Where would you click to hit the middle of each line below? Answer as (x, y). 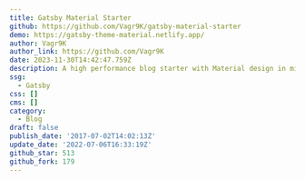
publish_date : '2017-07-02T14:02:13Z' (83, 136)
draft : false (34, 128)
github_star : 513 (42, 153)
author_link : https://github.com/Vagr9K (87, 52)
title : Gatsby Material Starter (70, 18)
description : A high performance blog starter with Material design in (148, 69)
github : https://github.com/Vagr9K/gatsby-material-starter (126, 26)
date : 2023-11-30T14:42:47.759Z (70, 60)
